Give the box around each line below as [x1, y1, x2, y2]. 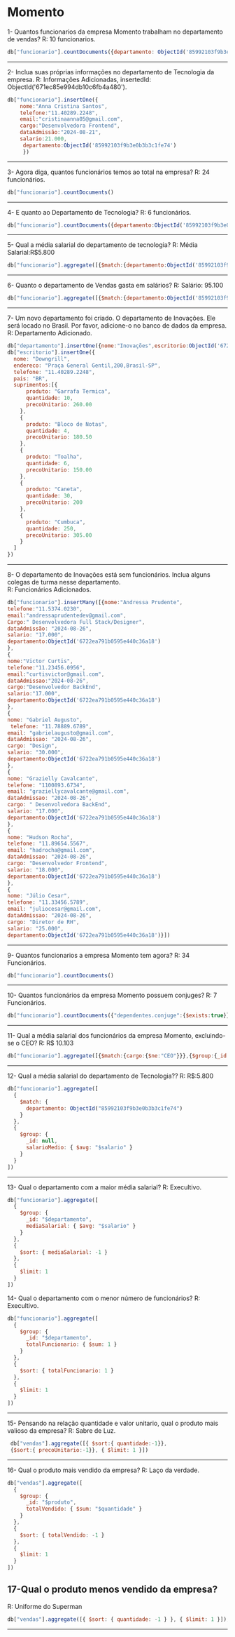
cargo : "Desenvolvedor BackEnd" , [7, 683, 101, 691]
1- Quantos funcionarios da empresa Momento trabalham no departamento [7, 27, 224, 36]
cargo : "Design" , [7, 742, 58, 749]
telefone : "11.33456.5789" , [7, 899, 90, 906]
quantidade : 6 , [25, 460, 71, 467]
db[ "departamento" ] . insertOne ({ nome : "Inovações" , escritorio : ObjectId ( [7, 342, 218, 349]
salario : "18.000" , [7, 866, 64, 874]
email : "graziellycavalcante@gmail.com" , [7, 788, 130, 795]
